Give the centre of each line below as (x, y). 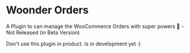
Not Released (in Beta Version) (43, 32)
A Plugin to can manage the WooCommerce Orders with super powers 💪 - (95, 26)
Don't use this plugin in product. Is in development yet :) (74, 44)
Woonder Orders (47, 10)
